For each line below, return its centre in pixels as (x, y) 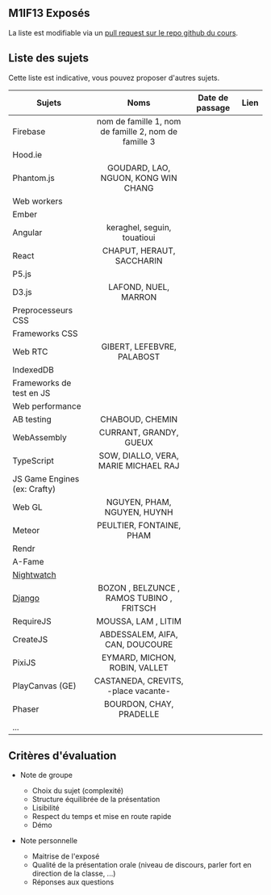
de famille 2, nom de (139, 131)
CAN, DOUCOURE (139, 644)
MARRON (139, 296)
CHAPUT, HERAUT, (139, 250)
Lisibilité (46, 808)
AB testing (32, 419)
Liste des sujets (49, 59)
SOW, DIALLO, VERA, (139, 456)
